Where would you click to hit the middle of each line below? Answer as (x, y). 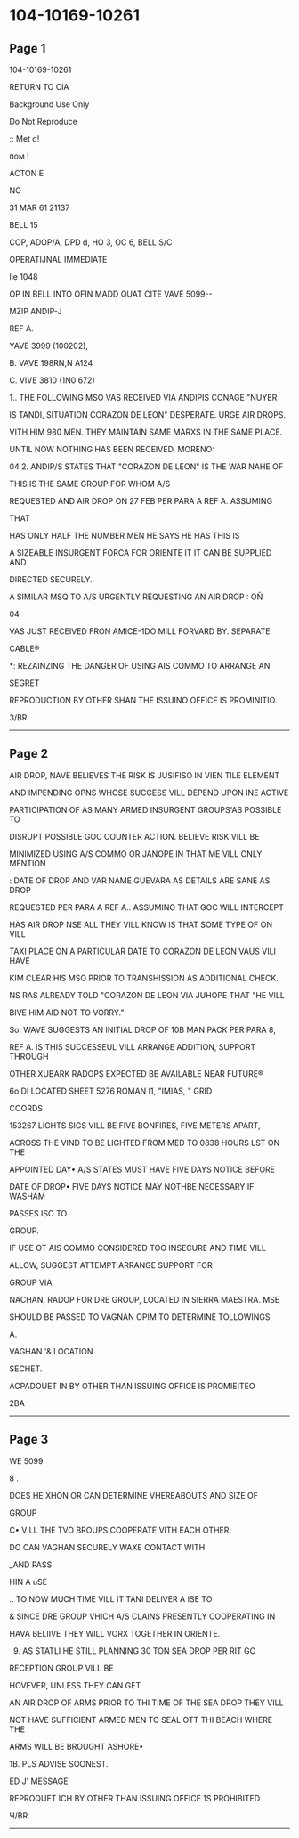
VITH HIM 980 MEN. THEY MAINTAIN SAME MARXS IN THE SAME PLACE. (146, 432)
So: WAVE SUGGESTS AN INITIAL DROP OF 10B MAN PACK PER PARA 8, (142, 1029)
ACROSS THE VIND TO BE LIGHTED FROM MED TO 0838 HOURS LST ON (145, 1143)
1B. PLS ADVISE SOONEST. (59, 1763)
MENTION (28, 863)
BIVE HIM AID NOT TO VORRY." (67, 1013)
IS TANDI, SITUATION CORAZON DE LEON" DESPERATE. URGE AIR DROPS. (148, 415)
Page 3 (29, 1439)
